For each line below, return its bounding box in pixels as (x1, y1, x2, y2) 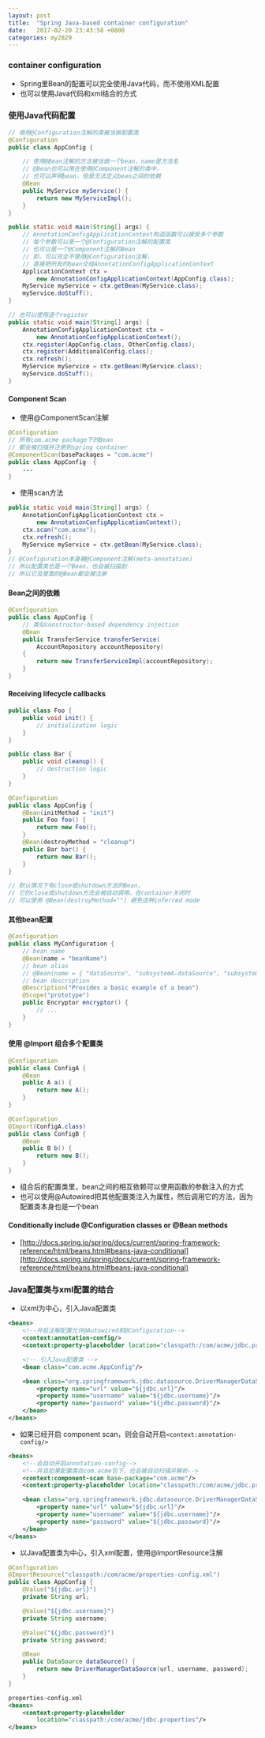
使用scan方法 (19, 488, 64, 498)
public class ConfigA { (8, 1064, 87, 1072)
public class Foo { (8, 707, 73, 715)
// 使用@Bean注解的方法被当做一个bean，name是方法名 (22, 157, 179, 166)
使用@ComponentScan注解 (19, 413, 109, 423)
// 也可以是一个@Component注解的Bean (22, 246, 136, 254)
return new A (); (36, 1086, 90, 1095)
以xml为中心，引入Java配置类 (19, 1303, 117, 1313)
